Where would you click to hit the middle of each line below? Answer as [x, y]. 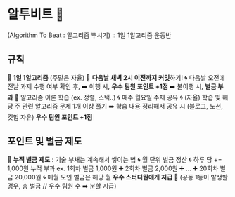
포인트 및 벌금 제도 [45, 141]
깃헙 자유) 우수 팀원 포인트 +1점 [50, 117]
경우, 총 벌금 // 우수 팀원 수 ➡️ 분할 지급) [62, 186]
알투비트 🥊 [36, 14]
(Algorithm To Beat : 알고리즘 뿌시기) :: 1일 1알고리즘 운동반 [89, 35]
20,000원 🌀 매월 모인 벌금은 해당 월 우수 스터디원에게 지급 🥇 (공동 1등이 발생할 [121, 177]
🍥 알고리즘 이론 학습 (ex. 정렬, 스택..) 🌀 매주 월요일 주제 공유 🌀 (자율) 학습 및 [118, 97]
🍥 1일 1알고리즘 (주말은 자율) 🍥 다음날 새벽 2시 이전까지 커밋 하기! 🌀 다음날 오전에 [116, 77]
